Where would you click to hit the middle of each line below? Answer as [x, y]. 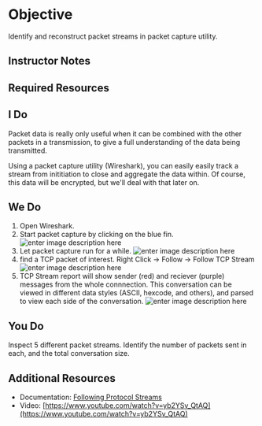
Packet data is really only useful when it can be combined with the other [125, 133]
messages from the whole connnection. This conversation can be [125, 284]
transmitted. [28, 150]
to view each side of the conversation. [81, 302]
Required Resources [59, 88]
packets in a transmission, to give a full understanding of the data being [124, 142]
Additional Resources [62, 378]
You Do [26, 326]
